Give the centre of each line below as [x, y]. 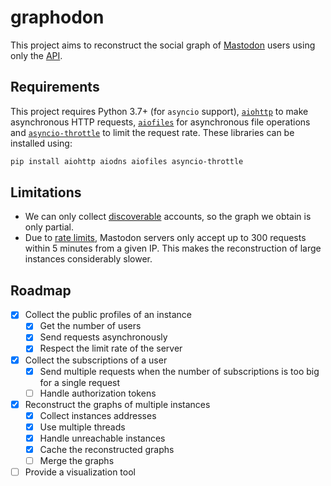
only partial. [49, 227]
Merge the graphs [77, 460]
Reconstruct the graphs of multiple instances [117, 404]
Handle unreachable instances [102, 438]
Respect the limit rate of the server [111, 348]
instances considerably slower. [88, 259]
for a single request [80, 382]
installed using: [41, 143]
